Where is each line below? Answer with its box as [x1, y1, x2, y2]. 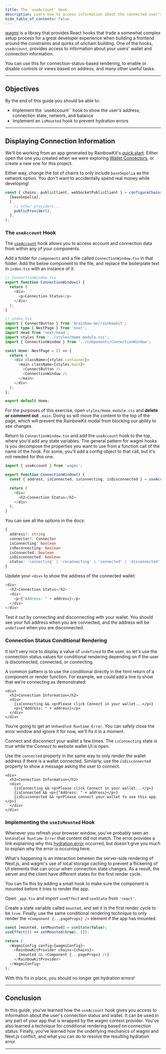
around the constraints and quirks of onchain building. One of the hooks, [5, 41, 153, 46]
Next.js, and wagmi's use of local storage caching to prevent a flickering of [5, 860, 158, 866]
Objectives [5, 84, 40, 93]
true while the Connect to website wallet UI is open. [5, 743, 110, 749]
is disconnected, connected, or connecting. [5, 659, 94, 665]
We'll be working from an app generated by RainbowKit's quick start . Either [5, 150, 158, 156]
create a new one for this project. [5, 161, 73, 166]
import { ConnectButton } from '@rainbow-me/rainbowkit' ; [5, 321, 127, 326]
